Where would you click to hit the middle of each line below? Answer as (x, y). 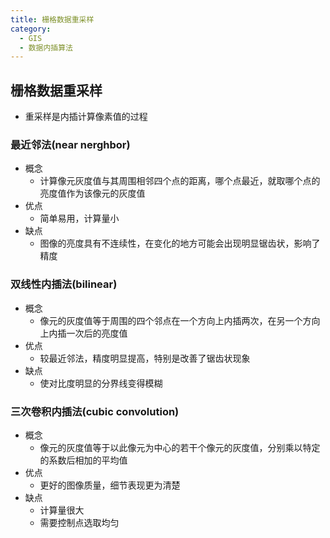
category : (31, 29)
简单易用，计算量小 (79, 218)
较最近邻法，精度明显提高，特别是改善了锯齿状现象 (145, 358)
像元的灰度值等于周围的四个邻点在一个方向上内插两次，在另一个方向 (180, 320)
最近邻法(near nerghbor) (70, 144)
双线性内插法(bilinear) (64, 284)
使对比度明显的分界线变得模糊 (101, 383)
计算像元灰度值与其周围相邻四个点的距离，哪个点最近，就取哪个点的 (180, 181)
